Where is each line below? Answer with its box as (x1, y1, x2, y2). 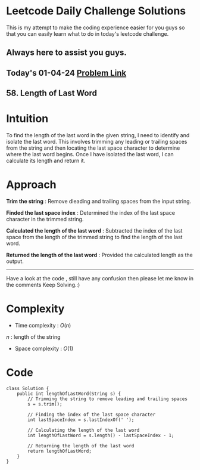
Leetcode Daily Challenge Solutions (6, 4, 186, 18)
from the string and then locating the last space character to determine (6, 144, 180, 151)
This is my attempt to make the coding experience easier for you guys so (6, 24, 185, 31)
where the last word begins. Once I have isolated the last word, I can (6, 151, 174, 158)
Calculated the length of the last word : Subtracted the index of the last (6, 227, 183, 234)
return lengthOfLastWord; (27, 448, 92, 454)
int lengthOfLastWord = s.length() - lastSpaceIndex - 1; (27, 432, 174, 438)
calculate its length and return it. (6, 157, 86, 165)
